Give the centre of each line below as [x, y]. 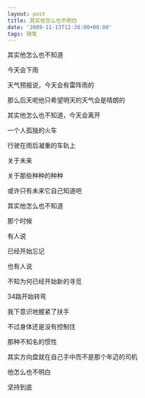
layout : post [27, 14]
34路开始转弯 [27, 296]
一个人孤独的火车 [32, 130]
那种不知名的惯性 [32, 342]
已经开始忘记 [26, 251]
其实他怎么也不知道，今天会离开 [54, 115]
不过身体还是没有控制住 [41, 327]
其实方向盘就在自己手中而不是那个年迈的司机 [72, 357]
